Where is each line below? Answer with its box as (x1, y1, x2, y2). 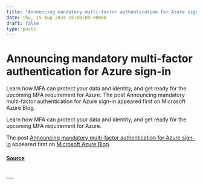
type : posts (6, 25, 36, 32)
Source (6, 154, 25, 161)
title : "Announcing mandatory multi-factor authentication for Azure (6, 8, 185, 15)
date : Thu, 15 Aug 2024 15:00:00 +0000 (6, 15, 107, 21)
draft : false (6, 20, 39, 26)
